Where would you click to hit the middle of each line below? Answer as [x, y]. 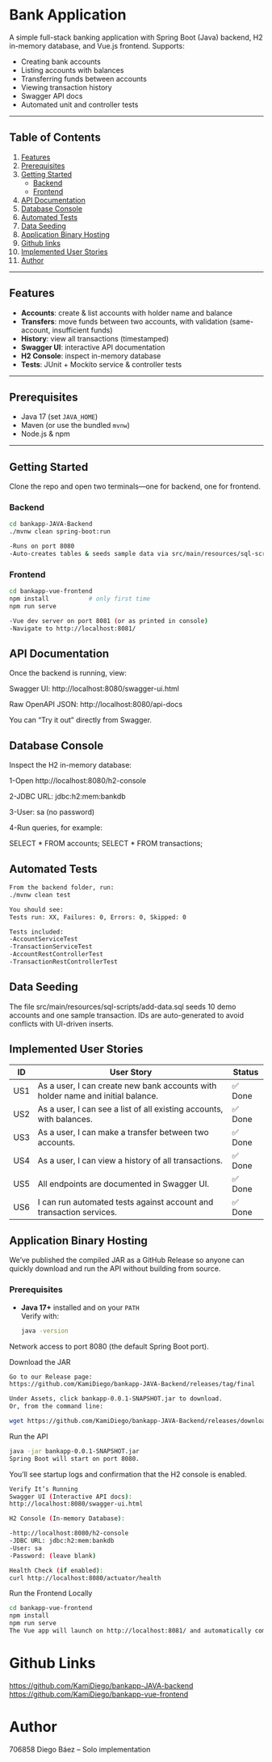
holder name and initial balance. [98, 1095]
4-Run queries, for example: [56, 828]
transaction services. [77, 1212]
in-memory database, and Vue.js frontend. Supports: [97, 45]
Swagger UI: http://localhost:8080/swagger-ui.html [94, 688]
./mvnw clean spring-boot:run [60, 532]
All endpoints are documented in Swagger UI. [123, 1184]
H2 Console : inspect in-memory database [91, 356]
